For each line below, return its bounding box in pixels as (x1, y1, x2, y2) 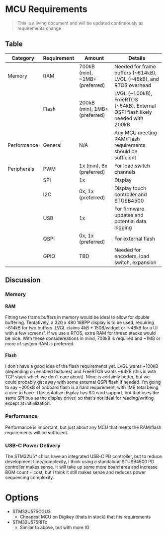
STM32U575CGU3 (12, 509, 51, 515)
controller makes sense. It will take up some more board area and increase (5, 464, 158, 470)
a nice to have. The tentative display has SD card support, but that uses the (5, 390, 160, 396)
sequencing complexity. (5, 475, 54, 481)
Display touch (114, 185, 147, 192)
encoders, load (114, 253, 150, 260)
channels (114, 168, 136, 175)
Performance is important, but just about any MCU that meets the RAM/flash (5, 424, 162, 430)
